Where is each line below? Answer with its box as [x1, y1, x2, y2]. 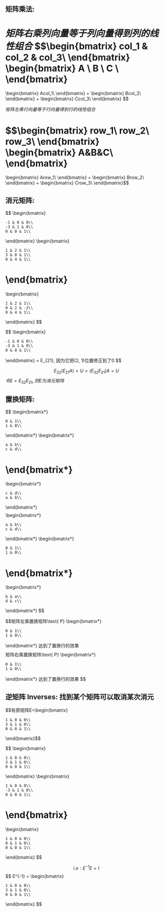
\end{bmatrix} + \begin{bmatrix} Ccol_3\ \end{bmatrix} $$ [5, 96, 129, 102]
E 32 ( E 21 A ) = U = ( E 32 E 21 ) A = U [53, 368, 119, 375]
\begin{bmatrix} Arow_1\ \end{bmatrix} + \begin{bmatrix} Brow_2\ [5, 174, 144, 181]
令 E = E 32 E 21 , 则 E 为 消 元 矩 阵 [5, 377, 64, 385]
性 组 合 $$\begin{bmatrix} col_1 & [5, 40, 148, 52]
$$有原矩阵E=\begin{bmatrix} [5, 707, 68, 713]
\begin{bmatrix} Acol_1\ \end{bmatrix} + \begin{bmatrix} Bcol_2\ [5, 90, 141, 97]
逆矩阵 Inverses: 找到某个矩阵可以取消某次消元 [5, 693, 154, 701]
